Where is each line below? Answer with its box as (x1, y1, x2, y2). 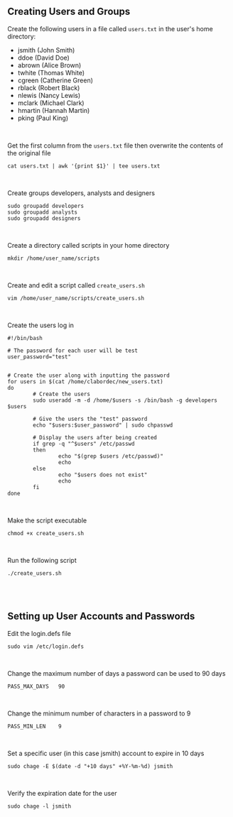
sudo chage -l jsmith (7, 802, 72, 810)
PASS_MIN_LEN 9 (7, 723, 62, 730)
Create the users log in (7, 321, 75, 329)
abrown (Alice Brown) (17, 60, 82, 70)
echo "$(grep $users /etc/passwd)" (58, 452, 163, 460)
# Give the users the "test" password (33, 415, 148, 422)
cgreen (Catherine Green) (17, 76, 94, 84)
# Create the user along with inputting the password (7, 372, 170, 379)
